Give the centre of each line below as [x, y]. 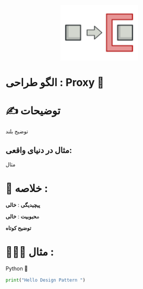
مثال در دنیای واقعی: [39, 150]
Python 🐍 [17, 268]
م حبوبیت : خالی [23, 216]
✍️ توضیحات [33, 111]
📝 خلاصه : [27, 189]
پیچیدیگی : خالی [23, 205]
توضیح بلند [17, 131]
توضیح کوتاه [18, 228]
